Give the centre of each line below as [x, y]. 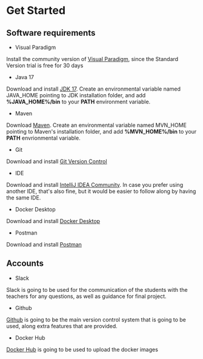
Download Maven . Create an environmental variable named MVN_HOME [96, 125]
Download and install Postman [44, 244]
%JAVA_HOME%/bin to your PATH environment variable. [78, 102]
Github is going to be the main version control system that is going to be [96, 319]
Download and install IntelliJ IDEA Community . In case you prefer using [95, 185]
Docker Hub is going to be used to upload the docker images [82, 349]
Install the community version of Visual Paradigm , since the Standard [92, 59]
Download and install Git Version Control [57, 161]
